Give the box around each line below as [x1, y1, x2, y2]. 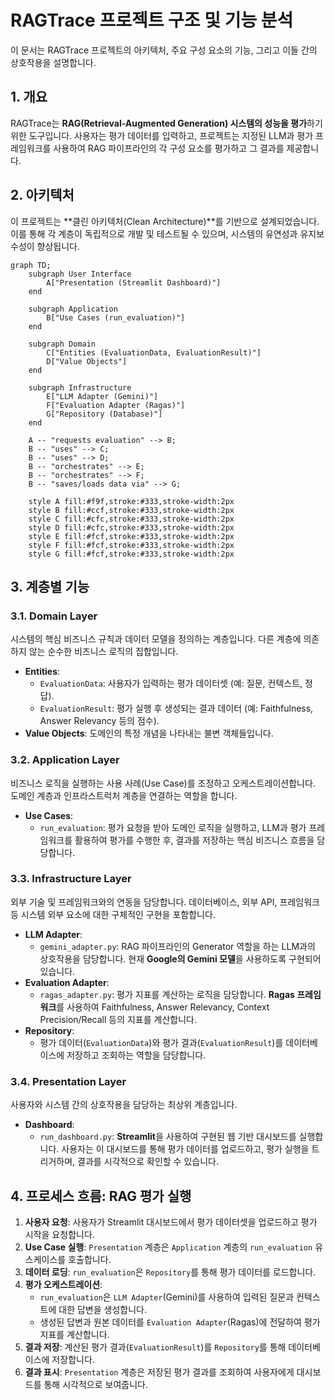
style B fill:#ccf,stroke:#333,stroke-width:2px [28, 505, 235, 515]
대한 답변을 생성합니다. [58, 1303, 147, 1315]
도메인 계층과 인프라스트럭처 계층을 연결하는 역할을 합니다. [10, 789, 238, 801]
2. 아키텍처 [10, 187, 75, 204]
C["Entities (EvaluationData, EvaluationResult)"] [46, 347, 262, 358]
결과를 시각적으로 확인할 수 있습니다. [77, 1156, 219, 1168]
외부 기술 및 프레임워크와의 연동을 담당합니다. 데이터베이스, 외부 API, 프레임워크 [10, 896, 320, 908]
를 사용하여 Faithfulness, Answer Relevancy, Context [56, 1001, 270, 1013]
